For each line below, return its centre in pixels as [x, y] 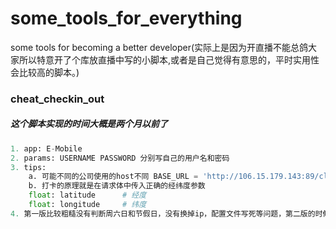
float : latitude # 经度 [87, 195]
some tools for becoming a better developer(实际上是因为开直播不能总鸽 [159, 47]
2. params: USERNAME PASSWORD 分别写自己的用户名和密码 [120, 158]
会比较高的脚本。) [45, 72]
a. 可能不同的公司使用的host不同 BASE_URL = [113, 177]
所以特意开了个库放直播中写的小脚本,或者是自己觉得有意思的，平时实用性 [169, 59]
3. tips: [28, 167]
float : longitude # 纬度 [87, 205]
